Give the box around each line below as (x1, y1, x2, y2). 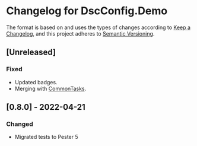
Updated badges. (14, 78, 58, 85)
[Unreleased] (6, 47, 56, 58)
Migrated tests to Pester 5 (14, 134, 78, 141)
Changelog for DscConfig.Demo (6, 4, 168, 18)
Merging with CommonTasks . (14, 85, 87, 92)
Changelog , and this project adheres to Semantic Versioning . (6, 30, 155, 37)
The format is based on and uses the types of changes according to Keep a (6, 24, 191, 31)
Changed (6, 120, 34, 128)
